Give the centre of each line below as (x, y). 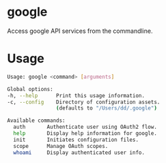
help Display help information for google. (85, 134)
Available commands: (37, 121)
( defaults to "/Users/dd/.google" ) (106, 108)
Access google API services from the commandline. (80, 31)
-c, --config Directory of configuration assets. (84, 102)
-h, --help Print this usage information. (76, 96)
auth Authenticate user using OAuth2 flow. (85, 127)
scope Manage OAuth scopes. (61, 146)
